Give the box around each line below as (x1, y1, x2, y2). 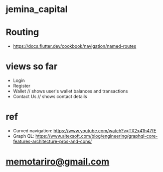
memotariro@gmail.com (6, 156, 110, 167)
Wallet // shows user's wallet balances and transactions (13, 88, 128, 94)
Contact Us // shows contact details (13, 94, 87, 100)
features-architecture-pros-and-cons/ (13, 138, 92, 144)
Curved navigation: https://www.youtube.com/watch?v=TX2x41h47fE (13, 128, 157, 134)
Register (13, 83, 31, 89)
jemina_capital (6, 4, 68, 15)
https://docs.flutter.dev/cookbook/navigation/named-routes (13, 43, 136, 49)
